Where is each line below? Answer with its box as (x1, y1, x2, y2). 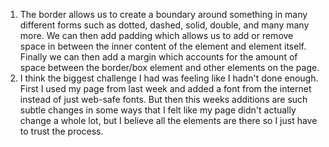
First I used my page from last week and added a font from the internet (19, 83, 312, 94)
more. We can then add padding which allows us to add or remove (19, 30, 294, 41)
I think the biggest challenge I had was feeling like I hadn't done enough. (19, 72, 319, 84)
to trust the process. (19, 125, 104, 137)
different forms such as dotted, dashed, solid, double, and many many (19, 19, 310, 31)
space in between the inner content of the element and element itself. (19, 40, 307, 52)
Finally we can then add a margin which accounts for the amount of (19, 51, 298, 63)
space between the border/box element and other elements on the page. (19, 62, 320, 73)
